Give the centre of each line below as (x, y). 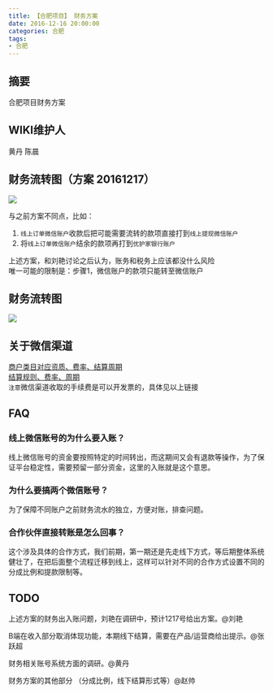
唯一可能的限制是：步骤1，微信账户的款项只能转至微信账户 (106, 271)
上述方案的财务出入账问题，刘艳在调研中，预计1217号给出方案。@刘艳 (126, 619)
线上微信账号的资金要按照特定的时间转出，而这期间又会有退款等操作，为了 (133, 457)
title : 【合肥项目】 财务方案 (54, 16)
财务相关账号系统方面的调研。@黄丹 (69, 664)
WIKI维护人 (37, 130)
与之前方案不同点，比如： (51, 215)
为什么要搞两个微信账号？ (58, 490)
